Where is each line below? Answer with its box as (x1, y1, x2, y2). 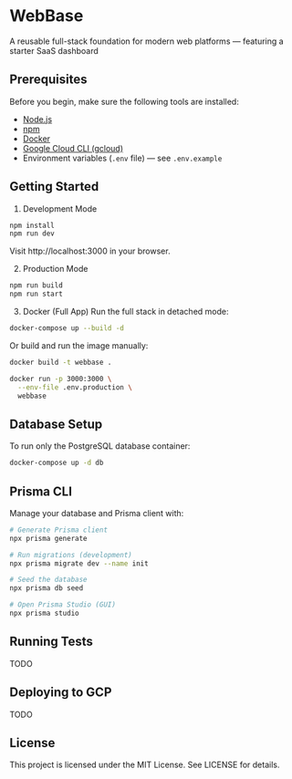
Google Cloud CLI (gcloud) (22, 142, 124, 153)
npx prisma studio (9, 608, 79, 618)
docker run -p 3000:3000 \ (9, 374, 112, 383)
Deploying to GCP (9, 685, 112, 701)
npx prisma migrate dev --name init (9, 558, 149, 568)
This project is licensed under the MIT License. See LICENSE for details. (9, 759, 280, 771)
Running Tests (9, 634, 93, 649)
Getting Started (9, 179, 99, 194)
